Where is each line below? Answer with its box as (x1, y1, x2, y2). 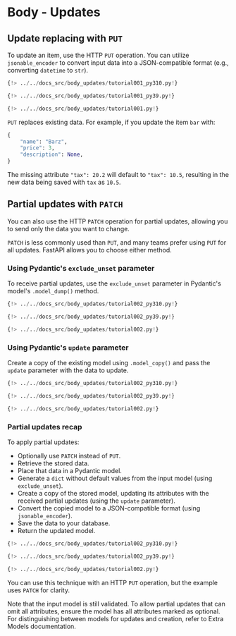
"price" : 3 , (20, 145, 55, 152)
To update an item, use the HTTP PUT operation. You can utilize (7, 51, 190, 59)
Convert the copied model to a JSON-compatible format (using (17, 503, 201, 512)
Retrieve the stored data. (17, 459, 89, 467)
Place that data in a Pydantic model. (17, 466, 122, 475)
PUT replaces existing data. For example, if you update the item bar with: (7, 118, 216, 126)
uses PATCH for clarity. (7, 586, 70, 594)
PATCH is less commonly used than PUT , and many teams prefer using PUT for (7, 238, 227, 247)
